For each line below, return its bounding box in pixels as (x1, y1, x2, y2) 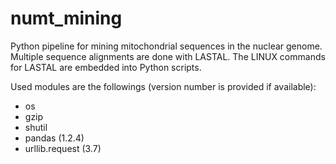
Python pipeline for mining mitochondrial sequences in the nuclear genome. (10, 40, 323, 52)
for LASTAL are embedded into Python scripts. (10, 61, 202, 73)
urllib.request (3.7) (24, 142, 102, 154)
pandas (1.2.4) (24, 132, 85, 144)
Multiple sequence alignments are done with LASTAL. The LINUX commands (10, 50, 326, 62)
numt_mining (10, 7, 123, 30)
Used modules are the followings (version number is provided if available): (10, 80, 317, 92)
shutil (24, 121, 48, 133)
